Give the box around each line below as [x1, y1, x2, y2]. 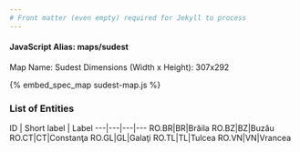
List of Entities [9, 102, 75, 115]
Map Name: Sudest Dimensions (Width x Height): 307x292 [9, 61, 230, 73]
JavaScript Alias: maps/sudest [9, 42, 129, 53]
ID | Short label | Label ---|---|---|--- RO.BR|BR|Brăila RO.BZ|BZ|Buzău [9, 123, 275, 134]
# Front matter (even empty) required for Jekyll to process [9, 13, 247, 23]
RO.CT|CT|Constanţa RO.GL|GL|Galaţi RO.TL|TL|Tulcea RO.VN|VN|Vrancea [9, 133, 292, 144]
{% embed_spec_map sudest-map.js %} [9, 79, 161, 90]
